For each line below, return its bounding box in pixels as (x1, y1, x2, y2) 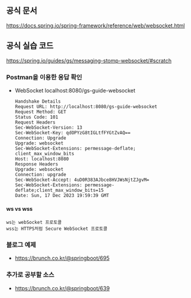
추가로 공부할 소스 (6, 271, 55, 279)
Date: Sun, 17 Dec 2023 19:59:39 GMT (14, 192, 110, 198)
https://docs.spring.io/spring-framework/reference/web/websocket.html (6, 21, 185, 29)
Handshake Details (14, 98, 61, 105)
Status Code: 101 (14, 114, 59, 120)
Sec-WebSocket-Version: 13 (14, 124, 83, 130)
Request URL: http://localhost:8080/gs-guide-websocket (14, 103, 157, 109)
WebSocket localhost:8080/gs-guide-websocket (14, 87, 136, 94)
